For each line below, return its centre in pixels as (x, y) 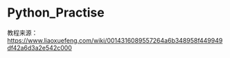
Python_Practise (56, 13)
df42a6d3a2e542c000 (40, 48)
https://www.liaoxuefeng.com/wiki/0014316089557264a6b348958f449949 (115, 40)
